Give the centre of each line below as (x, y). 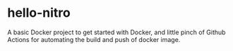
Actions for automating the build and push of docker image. (94, 39)
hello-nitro (39, 13)
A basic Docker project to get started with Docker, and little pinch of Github (116, 32)
